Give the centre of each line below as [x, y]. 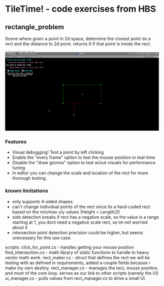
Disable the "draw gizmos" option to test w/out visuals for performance [84, 163]
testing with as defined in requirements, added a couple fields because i [78, 263]
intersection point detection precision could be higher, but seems [78, 232]
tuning [19, 168]
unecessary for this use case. [42, 238]
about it [20, 227]
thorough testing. [30, 178]
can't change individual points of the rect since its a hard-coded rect [81, 207]
